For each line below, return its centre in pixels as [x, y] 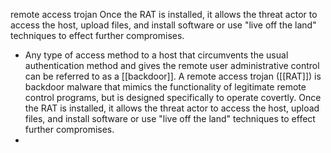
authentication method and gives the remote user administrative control [172, 65]
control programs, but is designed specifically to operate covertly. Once [173, 97]
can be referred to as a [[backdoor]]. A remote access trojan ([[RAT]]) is [173, 76]
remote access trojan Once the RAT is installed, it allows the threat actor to [164, 14]
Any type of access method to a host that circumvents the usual [156, 55]
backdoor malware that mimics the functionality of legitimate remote [165, 87]
